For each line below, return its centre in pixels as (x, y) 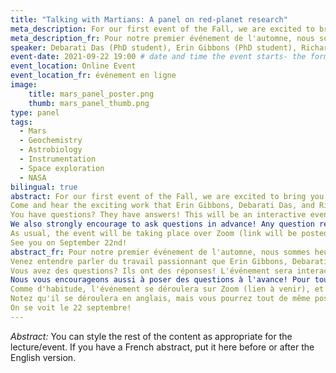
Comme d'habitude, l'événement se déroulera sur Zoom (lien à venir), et (167, 289)
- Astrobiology (51, 150)
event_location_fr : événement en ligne (93, 76)
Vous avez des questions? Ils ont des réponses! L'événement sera (151, 271)
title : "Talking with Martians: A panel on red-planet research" (149, 19)
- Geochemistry (51, 141)
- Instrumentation (58, 159)
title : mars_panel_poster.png (91, 94)
